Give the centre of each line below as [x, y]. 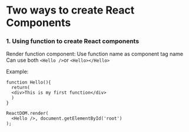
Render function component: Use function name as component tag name [95, 54]
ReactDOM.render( [27, 113]
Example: [17, 72]
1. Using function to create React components [73, 41]
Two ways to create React [70, 10]
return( [21, 88]
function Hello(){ [29, 82]
